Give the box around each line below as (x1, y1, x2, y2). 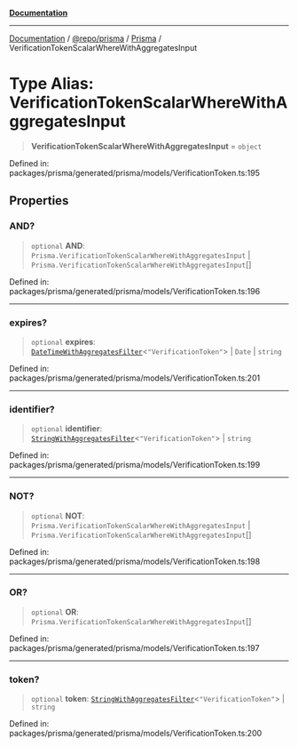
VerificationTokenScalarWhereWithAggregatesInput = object (30, 141, 263, 151)
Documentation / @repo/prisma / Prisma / (9, 33, 162, 44)
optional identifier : (30, 423, 103, 434)
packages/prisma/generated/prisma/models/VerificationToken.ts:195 (9, 167, 260, 178)
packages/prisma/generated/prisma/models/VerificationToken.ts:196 (9, 285, 261, 296)
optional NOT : (30, 510, 85, 521)
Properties (9, 193, 69, 208)
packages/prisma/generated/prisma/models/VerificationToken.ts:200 (9, 728, 263, 739)
